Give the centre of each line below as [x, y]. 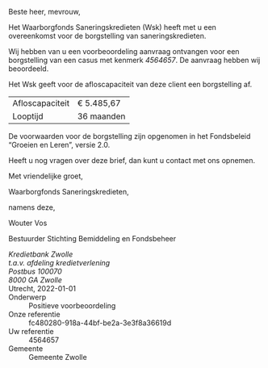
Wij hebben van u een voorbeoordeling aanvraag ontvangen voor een [124, 51]
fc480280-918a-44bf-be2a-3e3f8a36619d [100, 323]
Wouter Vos [28, 223]
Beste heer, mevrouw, [44, 12]
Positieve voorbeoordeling [72, 305]
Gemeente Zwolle [58, 357]
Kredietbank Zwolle [41, 254]
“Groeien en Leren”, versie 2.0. [59, 145]
